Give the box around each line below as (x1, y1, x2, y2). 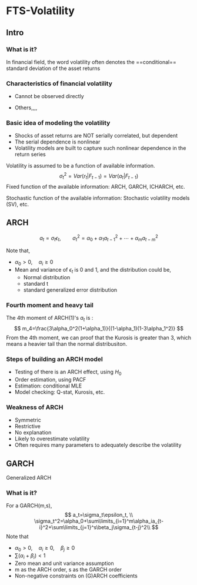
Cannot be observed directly (14, 93, 84, 100)
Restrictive (14, 423, 41, 430)
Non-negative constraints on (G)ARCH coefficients (14, 572, 138, 579)
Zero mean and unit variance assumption (14, 560, 114, 567)
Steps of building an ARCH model (6, 355, 103, 363)
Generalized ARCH (6, 474, 52, 482)
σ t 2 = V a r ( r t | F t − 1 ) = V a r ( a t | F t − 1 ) (59, 172, 139, 180)
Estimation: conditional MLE (14, 382, 82, 389)
